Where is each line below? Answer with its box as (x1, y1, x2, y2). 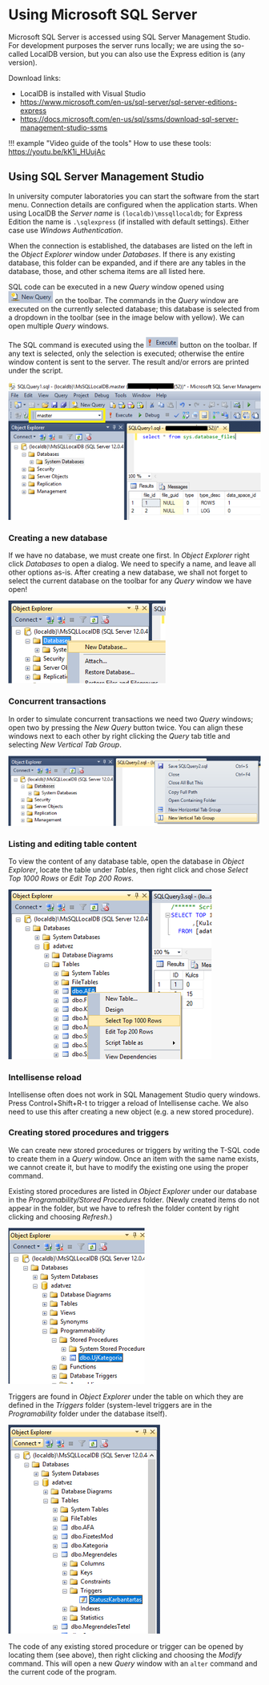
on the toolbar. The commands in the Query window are (54, 295, 239, 305)
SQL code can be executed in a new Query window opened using (8, 282, 224, 292)
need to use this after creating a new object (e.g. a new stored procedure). (8, 1107, 255, 1117)
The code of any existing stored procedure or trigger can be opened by (8, 1641, 244, 1651)
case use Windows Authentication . (8, 225, 123, 235)
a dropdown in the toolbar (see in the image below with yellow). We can (8, 312, 245, 322)
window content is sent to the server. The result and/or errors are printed (8, 357, 250, 366)
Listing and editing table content (8, 838, 138, 849)
